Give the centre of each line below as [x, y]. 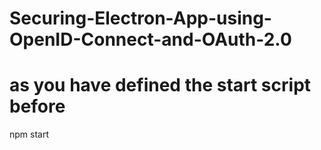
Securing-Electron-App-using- [140, 18]
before [37, 106]
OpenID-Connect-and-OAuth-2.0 [150, 39]
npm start [29, 134]
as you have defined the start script [160, 85]
